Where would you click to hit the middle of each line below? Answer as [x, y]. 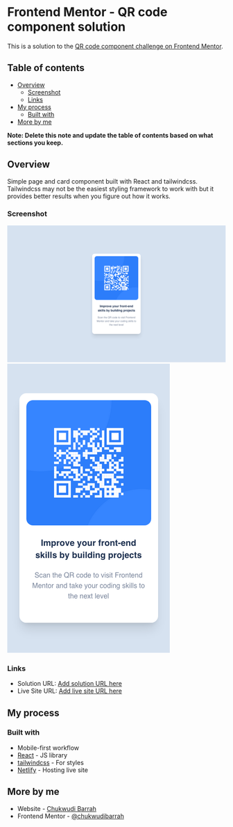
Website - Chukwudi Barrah [57, 808]
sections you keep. [35, 143]
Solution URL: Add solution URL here [70, 684]
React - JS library [42, 755]
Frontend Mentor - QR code [87, 12]
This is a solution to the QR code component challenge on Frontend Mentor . [115, 46]
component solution [67, 27]
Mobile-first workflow [48, 748]
